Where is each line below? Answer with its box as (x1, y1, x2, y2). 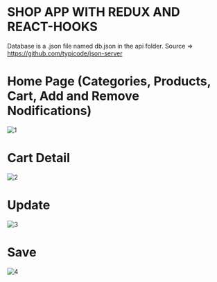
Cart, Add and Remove (7, 88, 140, 104)
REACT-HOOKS (7, 19, 98, 35)
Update (7, 197, 51, 213)
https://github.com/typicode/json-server (7, 49, 123, 58)
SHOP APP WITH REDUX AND (7, 4, 180, 20)
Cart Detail (7, 150, 71, 166)
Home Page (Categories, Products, (7, 73, 211, 89)
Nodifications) (7, 103, 92, 118)
